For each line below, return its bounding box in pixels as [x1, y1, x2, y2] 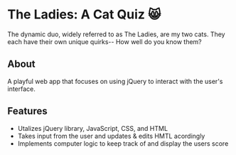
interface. [7, 85, 36, 93]
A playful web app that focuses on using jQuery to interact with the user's [7, 77, 223, 85]
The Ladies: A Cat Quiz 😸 [7, 6, 161, 23]
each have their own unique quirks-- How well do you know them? [7, 37, 203, 46]
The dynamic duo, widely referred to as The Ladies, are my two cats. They [7, 30, 225, 38]
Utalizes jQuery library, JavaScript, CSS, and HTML [17, 124, 168, 132]
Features [7, 105, 48, 117]
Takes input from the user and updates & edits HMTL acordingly [17, 132, 205, 140]
